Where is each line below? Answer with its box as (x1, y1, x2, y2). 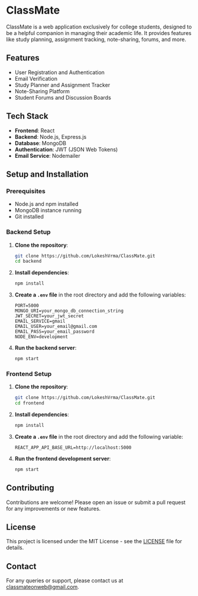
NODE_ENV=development (14, 334, 68, 340)
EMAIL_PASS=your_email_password (14, 329, 95, 335)
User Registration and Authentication (14, 69, 105, 76)
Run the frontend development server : (14, 455, 111, 462)
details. (6, 544, 24, 552)
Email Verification (14, 75, 58, 82)
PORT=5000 (14, 303, 40, 309)
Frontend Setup (6, 369, 52, 378)
